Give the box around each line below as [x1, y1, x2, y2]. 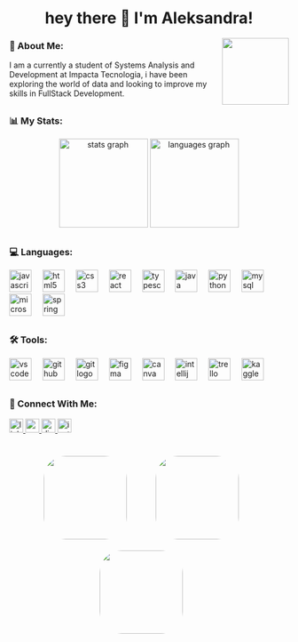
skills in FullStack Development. [9, 88, 125, 99]
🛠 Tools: [9, 333, 48, 346]
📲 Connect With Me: [9, 397, 98, 410]
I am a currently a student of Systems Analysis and [9, 60, 195, 70]
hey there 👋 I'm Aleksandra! [44, 8, 254, 28]
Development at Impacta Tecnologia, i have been [9, 69, 188, 80]
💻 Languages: [9, 245, 74, 258]
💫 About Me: [9, 40, 64, 52]
